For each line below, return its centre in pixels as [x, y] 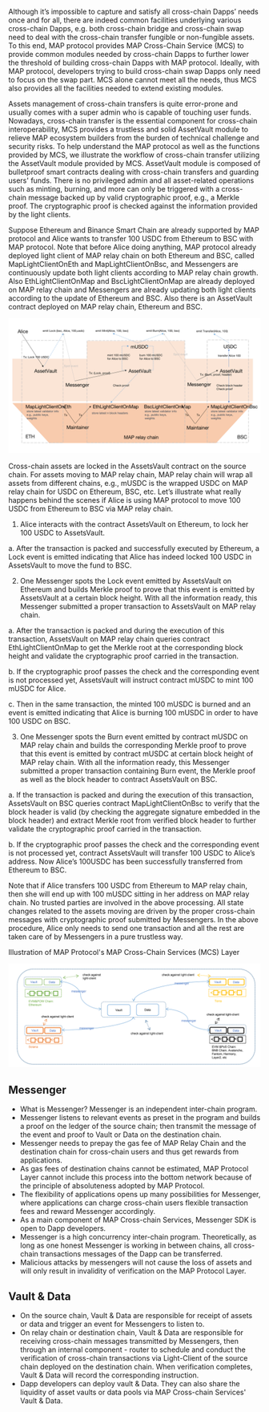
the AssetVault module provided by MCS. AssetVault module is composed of [134, 163]
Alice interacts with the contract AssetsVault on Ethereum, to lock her [134, 524]
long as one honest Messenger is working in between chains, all [126, 1245]
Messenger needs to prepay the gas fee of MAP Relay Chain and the [133, 1143]
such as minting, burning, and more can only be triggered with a [114, 189]
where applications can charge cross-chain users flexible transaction [134, 1203]
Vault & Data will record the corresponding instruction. [109, 1375]
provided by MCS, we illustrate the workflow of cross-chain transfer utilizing [134, 155]
